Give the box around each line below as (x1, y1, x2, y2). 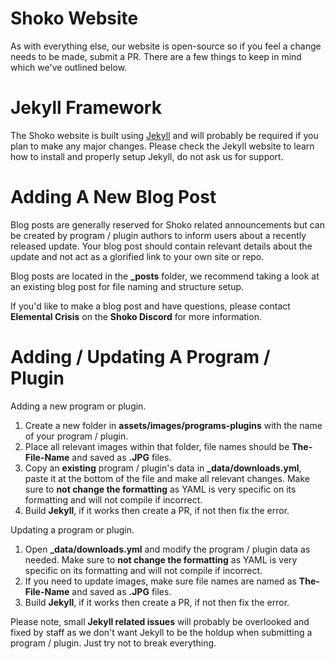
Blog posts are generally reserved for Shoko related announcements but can (10, 218, 325, 231)
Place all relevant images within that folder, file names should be (24, 440, 290, 452)
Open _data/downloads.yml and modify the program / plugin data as (24, 543, 311, 555)
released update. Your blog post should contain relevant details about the (10, 240, 313, 252)
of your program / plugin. (24, 430, 129, 442)
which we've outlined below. (10, 61, 128, 73)
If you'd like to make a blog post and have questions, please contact (10, 300, 291, 312)
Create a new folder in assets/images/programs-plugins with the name (24, 419, 323, 431)
